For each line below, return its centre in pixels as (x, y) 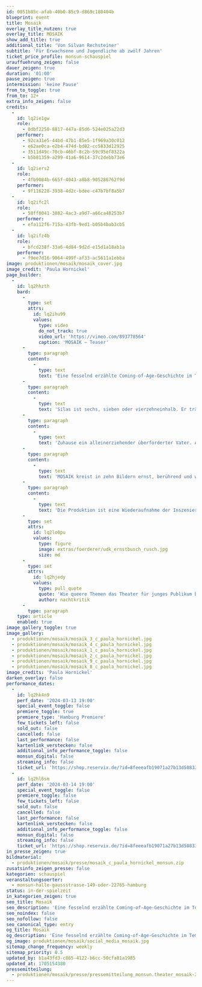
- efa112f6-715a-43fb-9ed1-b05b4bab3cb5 (73, 225)
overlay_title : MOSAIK (35, 34)
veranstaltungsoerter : (35, 880)
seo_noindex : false (31, 913)
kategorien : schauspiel (36, 874)
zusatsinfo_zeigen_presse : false (48, 868)
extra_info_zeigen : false (38, 101)
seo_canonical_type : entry (40, 924)
